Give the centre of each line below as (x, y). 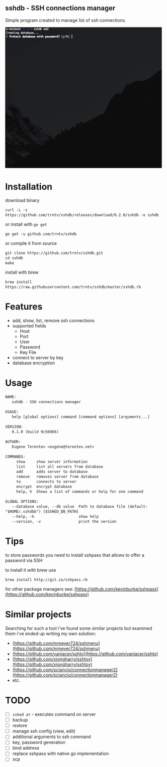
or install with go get (26, 224)
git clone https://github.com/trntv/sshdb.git (54, 253)
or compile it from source (31, 243)
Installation (29, 187)
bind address (26, 748)
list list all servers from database (60, 467)
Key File (28, 352)
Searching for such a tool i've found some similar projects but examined (79, 628)
